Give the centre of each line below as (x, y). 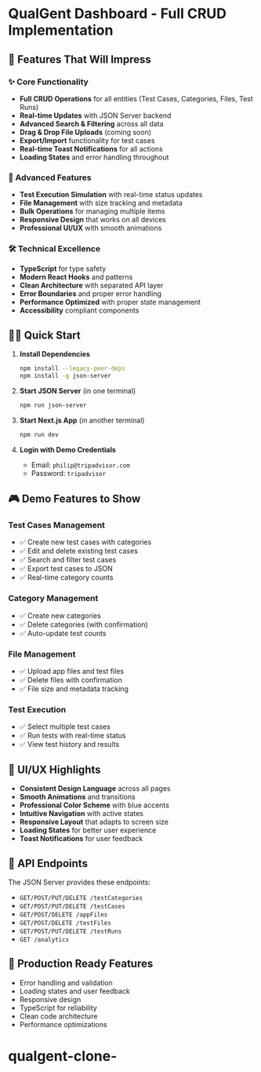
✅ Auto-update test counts (63, 633)
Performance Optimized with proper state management (110, 302)
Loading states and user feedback (75, 991)
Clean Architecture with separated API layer (91, 285)
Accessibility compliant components (79, 310)
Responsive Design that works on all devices (92, 220)
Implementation (61, 30)
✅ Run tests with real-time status (72, 736)
